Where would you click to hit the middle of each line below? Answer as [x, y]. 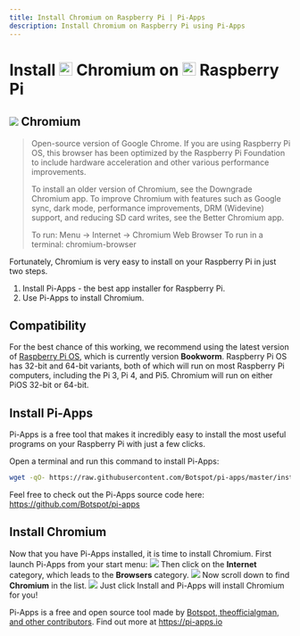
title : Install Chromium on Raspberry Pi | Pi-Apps [107, 17]
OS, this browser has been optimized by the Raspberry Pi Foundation [158, 153]
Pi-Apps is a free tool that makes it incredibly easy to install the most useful [148, 434]
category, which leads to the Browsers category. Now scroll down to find [150, 574]
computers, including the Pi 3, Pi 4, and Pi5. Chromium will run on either [141, 376]
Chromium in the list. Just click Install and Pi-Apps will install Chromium [147, 585]
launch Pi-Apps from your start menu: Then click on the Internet [133, 564]
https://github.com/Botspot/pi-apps [75, 504]
